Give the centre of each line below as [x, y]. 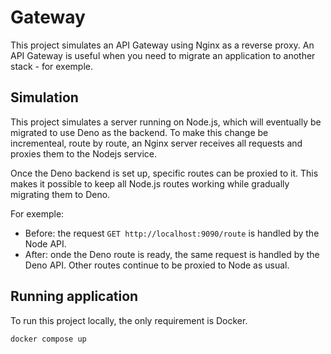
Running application [74, 296]
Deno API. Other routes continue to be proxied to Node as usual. [157, 265]
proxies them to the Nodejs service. [84, 153]
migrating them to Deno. [60, 194]
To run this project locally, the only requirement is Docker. [129, 320]
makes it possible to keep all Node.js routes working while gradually [150, 183]
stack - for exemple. [52, 66]
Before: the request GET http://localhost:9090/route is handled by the [172, 233]
